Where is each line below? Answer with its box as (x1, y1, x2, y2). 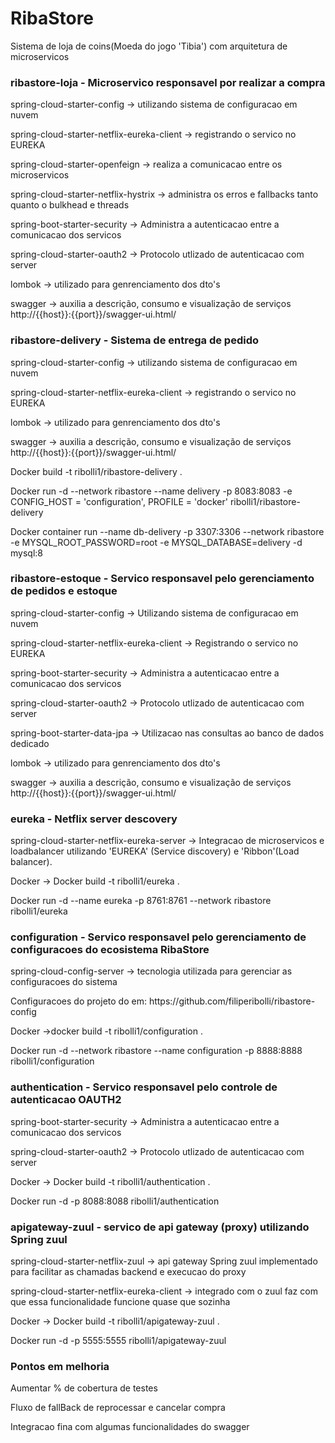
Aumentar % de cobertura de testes (10, 1382, 158, 1394)
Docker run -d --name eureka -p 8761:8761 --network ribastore (10, 895, 272, 907)
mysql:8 (10, 547, 43, 559)
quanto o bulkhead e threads (10, 199, 130, 211)
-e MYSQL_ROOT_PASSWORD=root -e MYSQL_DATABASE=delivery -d (10, 536, 303, 548)
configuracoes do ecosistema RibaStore (10, 943, 210, 957)
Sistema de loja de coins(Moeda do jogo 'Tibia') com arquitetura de (10, 40, 288, 52)
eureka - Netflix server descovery (10, 812, 178, 826)
